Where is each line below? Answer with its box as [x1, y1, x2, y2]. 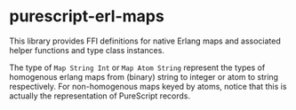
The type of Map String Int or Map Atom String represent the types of [9, 62, 266, 73]
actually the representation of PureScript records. [9, 90, 191, 101]
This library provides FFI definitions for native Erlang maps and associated [9, 35, 282, 46]
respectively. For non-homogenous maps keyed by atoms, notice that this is [9, 81, 287, 91]
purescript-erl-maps [9, 6, 164, 27]
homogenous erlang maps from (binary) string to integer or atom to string [9, 71, 278, 82]
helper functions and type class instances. [9, 44, 164, 55]
